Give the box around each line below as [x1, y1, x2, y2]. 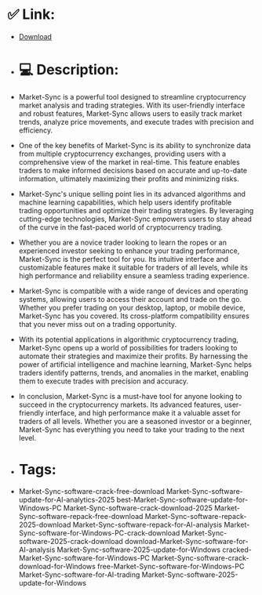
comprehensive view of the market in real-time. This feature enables [18, 157, 240, 166]
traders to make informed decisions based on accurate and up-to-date [18, 165, 248, 175]
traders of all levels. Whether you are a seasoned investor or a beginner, [18, 416, 253, 426]
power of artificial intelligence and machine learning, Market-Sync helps [18, 359, 253, 369]
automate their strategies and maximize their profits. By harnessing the [18, 351, 249, 361]
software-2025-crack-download [18, 536, 123, 546]
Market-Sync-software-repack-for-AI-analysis [72, 520, 223, 529]
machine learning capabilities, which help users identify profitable [18, 198, 232, 207]
